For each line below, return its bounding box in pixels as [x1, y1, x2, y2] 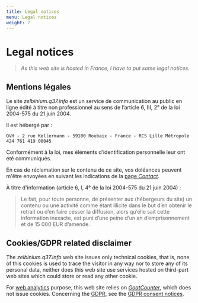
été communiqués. [6, 155, 52, 162]
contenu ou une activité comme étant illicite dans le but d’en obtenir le [20, 202, 193, 209]
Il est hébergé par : [6, 122, 52, 129]
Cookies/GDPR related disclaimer [6, 238, 132, 248]
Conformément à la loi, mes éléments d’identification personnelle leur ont [6, 149, 186, 156]
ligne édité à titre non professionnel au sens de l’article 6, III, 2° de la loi [6, 104, 180, 111]
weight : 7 [6, 20, 31, 25]
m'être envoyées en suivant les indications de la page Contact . [6, 173, 160, 180]
